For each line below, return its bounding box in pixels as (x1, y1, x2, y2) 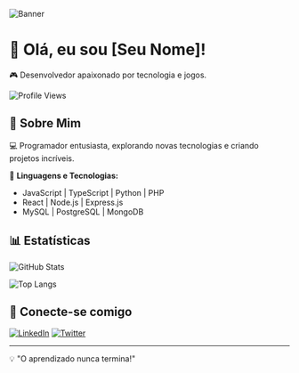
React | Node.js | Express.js (21, 197, 124, 207)
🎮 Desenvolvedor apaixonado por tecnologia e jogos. (9, 69, 207, 80)
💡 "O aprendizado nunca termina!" (9, 353, 136, 364)
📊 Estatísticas (9, 233, 91, 248)
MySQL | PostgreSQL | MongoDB (21, 206, 144, 217)
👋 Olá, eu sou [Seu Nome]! (9, 40, 206, 60)
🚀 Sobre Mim (9, 116, 82, 131)
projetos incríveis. (9, 152, 75, 164)
